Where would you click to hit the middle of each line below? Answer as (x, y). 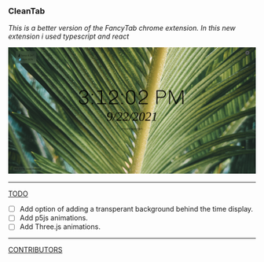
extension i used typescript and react (69, 36)
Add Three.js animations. (60, 227)
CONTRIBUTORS (35, 250)
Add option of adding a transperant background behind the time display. (136, 209)
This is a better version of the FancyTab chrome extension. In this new (122, 28)
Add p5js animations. (53, 218)
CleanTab (27, 11)
